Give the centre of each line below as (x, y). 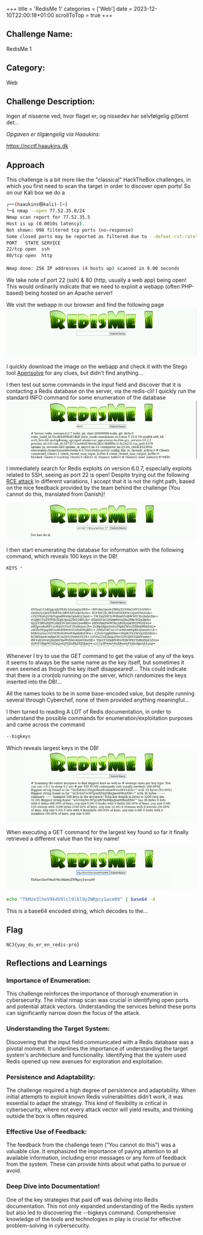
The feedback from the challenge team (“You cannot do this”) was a (91, 1145)
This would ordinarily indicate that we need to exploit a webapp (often (93, 286)
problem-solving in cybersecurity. (48, 1225)
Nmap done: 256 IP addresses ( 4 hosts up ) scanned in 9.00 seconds (93, 269)
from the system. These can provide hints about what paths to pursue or (96, 1164)
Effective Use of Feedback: (47, 1131)
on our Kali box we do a (36, 193)
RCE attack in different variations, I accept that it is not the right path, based (101, 481)
